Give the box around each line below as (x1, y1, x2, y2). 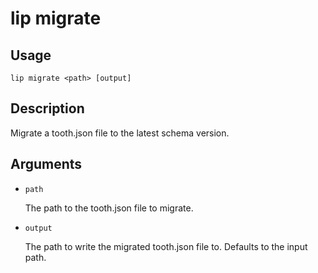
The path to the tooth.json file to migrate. (24, 202, 194, 214)
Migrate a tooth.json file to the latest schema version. (10, 127, 230, 139)
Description (10, 100, 85, 117)
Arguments (10, 156, 83, 173)
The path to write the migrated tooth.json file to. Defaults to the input (24, 240, 308, 252)
